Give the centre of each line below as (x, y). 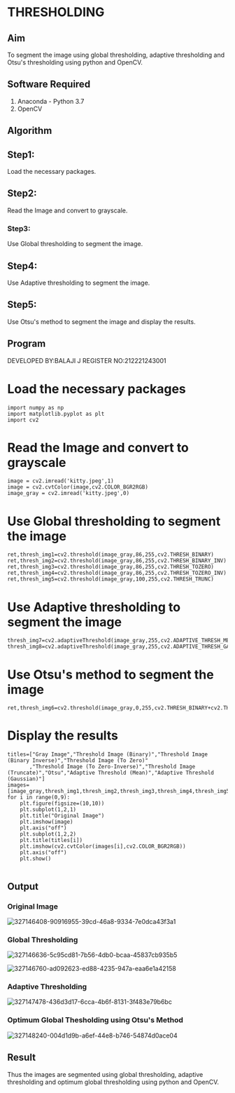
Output (23, 887)
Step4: (22, 266)
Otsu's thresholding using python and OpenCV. (75, 62)
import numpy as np (36, 407)
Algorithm (30, 131)
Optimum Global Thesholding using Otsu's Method (95, 1020)
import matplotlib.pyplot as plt (56, 414)
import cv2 (23, 420)
